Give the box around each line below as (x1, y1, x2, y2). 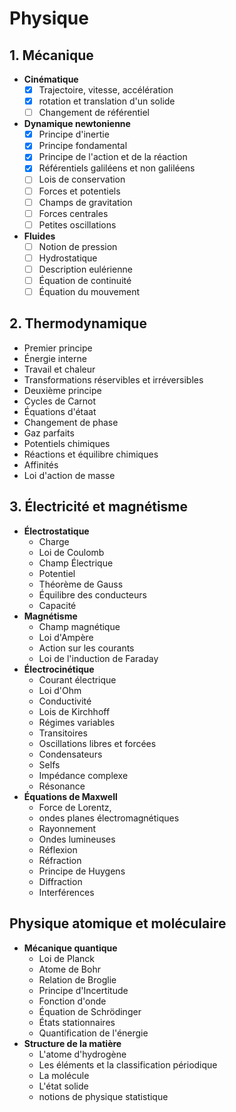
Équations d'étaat (23, 405, 97, 417)
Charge (38, 535, 70, 547)
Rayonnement (38, 822, 97, 834)
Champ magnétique (38, 620, 121, 632)
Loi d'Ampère (38, 631, 94, 643)
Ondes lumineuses (38, 833, 116, 845)
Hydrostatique (38, 252, 98, 264)
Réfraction (38, 854, 82, 866)
